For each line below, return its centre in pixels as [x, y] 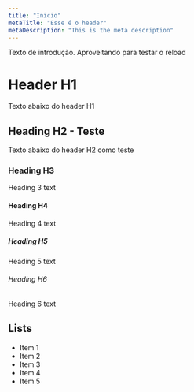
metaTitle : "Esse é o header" [58, 23]
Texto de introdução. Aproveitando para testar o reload [97, 53]
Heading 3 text [32, 188]
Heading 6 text [32, 304]
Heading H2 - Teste [57, 131]
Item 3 [30, 364]
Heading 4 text [32, 223]
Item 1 [29, 347]
